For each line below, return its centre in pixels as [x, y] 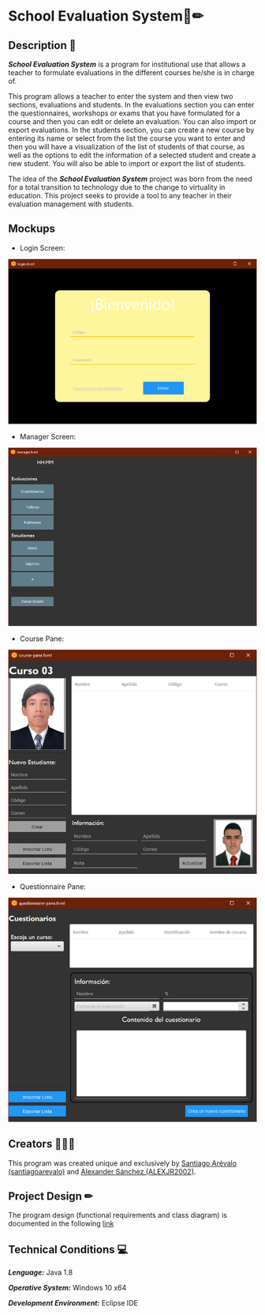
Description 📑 [42, 45]
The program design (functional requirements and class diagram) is [118, 1215]
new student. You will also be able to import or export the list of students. [127, 164]
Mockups [32, 229]
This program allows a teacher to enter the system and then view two [121, 96]
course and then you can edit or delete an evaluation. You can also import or [132, 121]
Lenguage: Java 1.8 [41, 1272]
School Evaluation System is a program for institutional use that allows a [127, 64]
